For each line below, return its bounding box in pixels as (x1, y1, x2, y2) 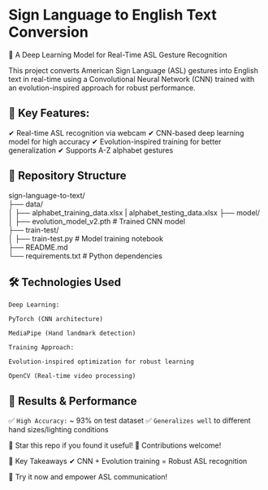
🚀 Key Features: (8, 106, 90, 120)
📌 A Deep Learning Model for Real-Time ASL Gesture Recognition (8, 50, 227, 59)
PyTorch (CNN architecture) (8, 315, 104, 323)
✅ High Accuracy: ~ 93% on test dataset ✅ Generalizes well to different (8, 416, 251, 426)
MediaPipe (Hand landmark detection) (8, 329, 136, 338)
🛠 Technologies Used (8, 275, 122, 289)
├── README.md (8, 242, 68, 252)
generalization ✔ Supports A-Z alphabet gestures (8, 145, 174, 155)
